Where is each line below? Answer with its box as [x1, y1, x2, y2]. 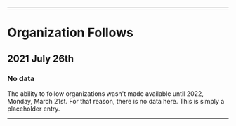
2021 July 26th [7, 52, 74, 64]
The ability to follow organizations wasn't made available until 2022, [7, 89, 204, 98]
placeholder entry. [7, 104, 60, 113]
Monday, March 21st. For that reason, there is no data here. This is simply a [7, 97, 225, 105]
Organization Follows [7, 25, 133, 41]
